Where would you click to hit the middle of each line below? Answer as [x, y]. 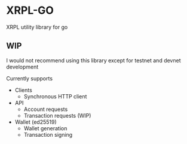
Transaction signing [48, 134]
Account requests [46, 109]
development [22, 67]
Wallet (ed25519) [36, 122]
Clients [24, 90]
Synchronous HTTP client [55, 96]
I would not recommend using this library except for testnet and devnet [93, 60]
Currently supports [29, 78]
